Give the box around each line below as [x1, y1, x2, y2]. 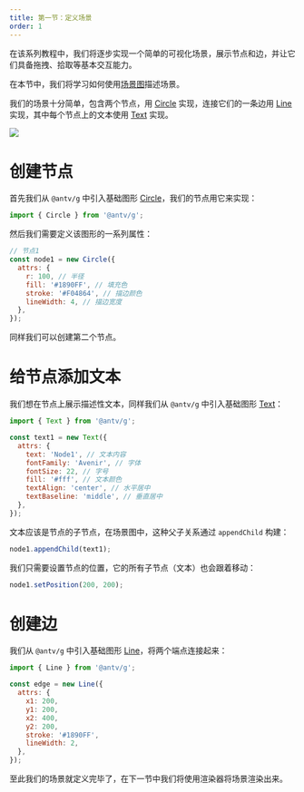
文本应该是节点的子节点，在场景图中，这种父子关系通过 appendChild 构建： [9, 526, 289, 537]
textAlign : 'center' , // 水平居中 [25, 484, 152, 493]
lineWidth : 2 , [25, 738, 79, 748]
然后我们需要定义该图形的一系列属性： [9, 229, 152, 240]
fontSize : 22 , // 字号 [25, 466, 109, 476]
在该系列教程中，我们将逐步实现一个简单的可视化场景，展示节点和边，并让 [9, 47, 288, 59]
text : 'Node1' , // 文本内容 [25, 450, 127, 459]
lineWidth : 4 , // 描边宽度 [25, 297, 123, 307]
